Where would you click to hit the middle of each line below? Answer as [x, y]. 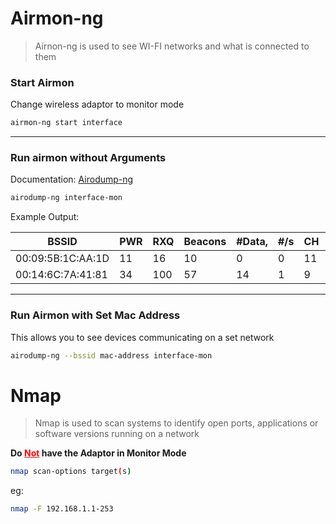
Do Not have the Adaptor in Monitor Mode [98, 453]
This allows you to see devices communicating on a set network [142, 337]
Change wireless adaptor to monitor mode [97, 104]
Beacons [205, 242]
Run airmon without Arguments [88, 158]
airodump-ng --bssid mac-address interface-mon [111, 355]
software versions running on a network [117, 434]
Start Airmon [42, 82]
